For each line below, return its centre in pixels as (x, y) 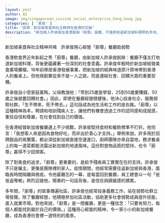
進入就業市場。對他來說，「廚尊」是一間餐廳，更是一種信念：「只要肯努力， (80, 203)
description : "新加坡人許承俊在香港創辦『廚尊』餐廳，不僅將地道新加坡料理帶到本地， (83, 32)
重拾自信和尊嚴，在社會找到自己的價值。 (46, 117)
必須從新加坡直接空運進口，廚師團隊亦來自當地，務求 (97, 139)
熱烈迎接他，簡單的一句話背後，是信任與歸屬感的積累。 (82, 180)
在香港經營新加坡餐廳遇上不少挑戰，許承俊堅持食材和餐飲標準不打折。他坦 (80, 127)
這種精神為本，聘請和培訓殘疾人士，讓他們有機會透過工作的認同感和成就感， (82, 111)
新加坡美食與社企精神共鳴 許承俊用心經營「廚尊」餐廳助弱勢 (68, 47)
